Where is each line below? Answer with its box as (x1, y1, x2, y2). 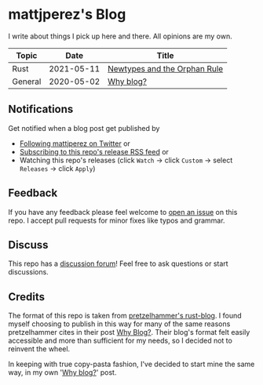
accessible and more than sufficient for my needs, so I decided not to (8, 336, 233, 346)
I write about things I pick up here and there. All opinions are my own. (8, 31, 233, 41)
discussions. (8, 267, 49, 277)
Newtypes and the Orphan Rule (107, 63, 224, 74)
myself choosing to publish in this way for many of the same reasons (8, 319, 231, 329)
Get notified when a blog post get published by (8, 123, 160, 133)
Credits (8, 290, 46, 303)
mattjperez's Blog (8, 5, 126, 24)
